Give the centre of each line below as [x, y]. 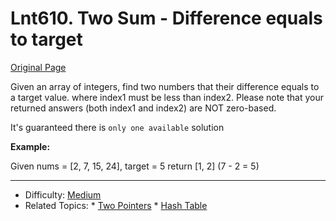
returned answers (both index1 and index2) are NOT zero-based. [143, 108]
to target [46, 39]
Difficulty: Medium [63, 194]
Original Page [38, 67]
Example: [30, 146]
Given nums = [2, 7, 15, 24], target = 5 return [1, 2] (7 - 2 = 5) [135, 166]
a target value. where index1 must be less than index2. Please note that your [167, 97]
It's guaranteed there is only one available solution [117, 127]
